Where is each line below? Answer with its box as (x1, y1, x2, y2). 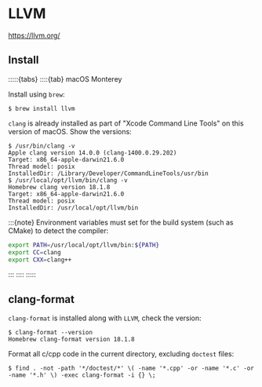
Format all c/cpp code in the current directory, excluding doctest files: (8, 349, 235, 359)
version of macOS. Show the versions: (8, 126, 132, 136)
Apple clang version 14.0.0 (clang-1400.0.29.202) (8, 148, 177, 157)
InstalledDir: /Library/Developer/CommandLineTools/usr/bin (8, 170, 209, 177)
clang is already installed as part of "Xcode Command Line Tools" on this (8, 119, 245, 128)
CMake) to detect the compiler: (8, 225, 109, 235)
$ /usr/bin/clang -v (8, 142, 76, 150)
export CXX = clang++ (8, 256, 72, 264)
